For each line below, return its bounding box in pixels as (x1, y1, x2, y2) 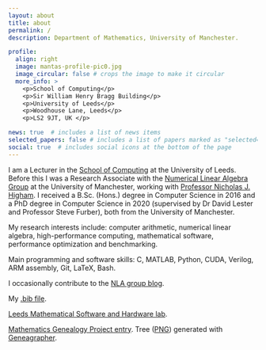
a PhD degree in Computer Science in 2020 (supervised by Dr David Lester (8, 199, 253, 208)
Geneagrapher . (8, 333, 58, 342)
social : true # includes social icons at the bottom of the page (8, 143, 232, 151)
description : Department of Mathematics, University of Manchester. (8, 33, 239, 42)
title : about (8, 19, 51, 27)
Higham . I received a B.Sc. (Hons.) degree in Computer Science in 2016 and (8, 190, 256, 200)
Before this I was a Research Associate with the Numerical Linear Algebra (8, 173, 249, 183)
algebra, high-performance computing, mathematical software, (8, 230, 214, 240)
